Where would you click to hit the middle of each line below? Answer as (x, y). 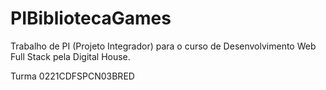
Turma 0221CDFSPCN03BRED (72, 76)
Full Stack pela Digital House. (70, 56)
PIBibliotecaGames (91, 18)
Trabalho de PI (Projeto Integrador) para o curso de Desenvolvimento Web (163, 46)
